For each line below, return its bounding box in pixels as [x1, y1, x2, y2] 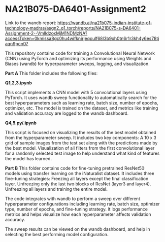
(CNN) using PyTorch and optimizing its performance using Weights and [5, 55, 152, 61]
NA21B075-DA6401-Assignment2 [5, 3, 146, 15]
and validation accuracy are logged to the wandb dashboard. [5, 110, 129, 116]
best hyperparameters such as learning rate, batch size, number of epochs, [5, 100, 159, 105]
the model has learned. [5, 155, 52, 161]
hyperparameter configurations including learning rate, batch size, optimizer [5, 201, 160, 207]
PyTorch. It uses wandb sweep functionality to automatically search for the [5, 95, 157, 101]
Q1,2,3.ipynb [5, 80, 32, 86]
